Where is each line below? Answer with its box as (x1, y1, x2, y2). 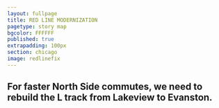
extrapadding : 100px (7, 42, 67, 49)
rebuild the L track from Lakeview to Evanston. (7, 91, 213, 104)
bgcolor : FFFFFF (7, 29, 54, 37)
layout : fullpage (7, 10, 58, 17)
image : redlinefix (7, 55, 60, 62)
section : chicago (7, 49, 58, 56)
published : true (7, 36, 54, 43)
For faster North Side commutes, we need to (7, 81, 203, 93)
